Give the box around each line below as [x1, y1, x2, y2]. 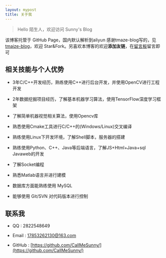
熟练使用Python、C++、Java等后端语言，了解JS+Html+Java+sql [12, 145, 146, 151]
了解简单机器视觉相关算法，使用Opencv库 [12, 113, 98, 119]
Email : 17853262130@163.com [12, 233, 76, 239]
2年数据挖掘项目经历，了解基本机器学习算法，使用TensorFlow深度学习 [12, 96, 157, 102]
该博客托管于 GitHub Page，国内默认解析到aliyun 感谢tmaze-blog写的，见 [5, 37, 157, 43]
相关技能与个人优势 [5, 65, 64, 74]
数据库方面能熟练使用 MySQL [12, 183, 73, 189]
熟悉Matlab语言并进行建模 [12, 172, 66, 178]
